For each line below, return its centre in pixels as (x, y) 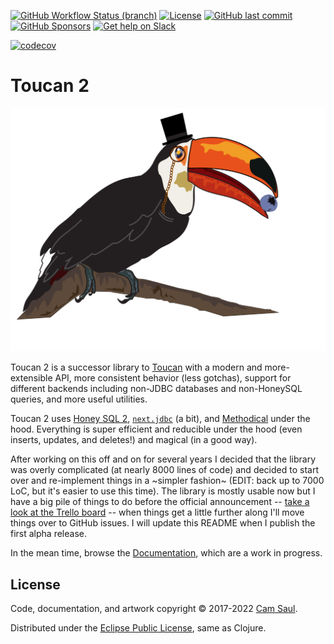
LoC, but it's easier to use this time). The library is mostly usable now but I (163, 491)
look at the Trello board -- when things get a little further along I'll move (157, 512)
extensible (31, 378)
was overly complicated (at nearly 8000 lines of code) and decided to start (164, 470)
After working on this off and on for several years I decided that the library (163, 459)
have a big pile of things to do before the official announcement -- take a (160, 502)
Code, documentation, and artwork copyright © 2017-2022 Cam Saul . (154, 609)
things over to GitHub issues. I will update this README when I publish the (163, 523)
